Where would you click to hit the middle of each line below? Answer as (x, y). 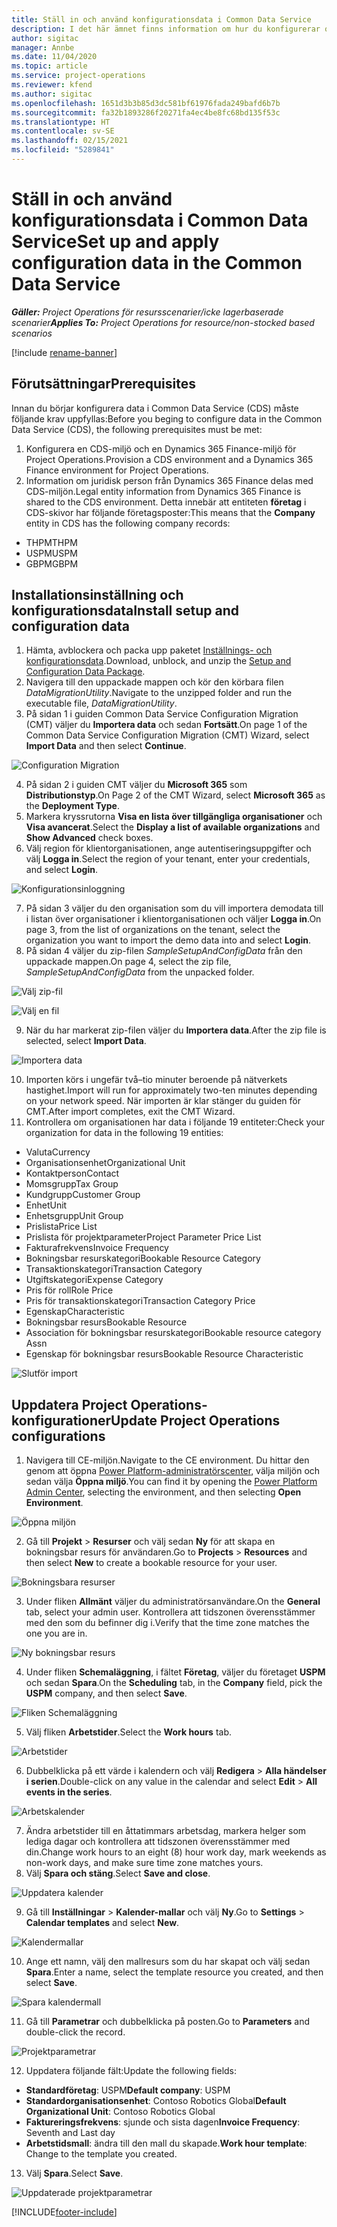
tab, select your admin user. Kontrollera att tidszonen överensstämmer (170, 1612)
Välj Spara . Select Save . (74, 2173)
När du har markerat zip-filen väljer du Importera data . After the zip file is (176, 1030)
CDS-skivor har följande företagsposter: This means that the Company (170, 512)
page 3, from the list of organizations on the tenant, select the (153, 930)
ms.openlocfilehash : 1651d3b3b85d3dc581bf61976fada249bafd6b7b (146, 103)
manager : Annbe (43, 47)
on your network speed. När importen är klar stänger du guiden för (163, 1101)
